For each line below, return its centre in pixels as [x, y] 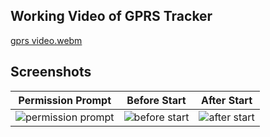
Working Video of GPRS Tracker [111, 16]
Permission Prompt [65, 100]
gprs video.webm [46, 40]
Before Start [156, 100]
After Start [227, 100]
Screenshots [51, 72]
